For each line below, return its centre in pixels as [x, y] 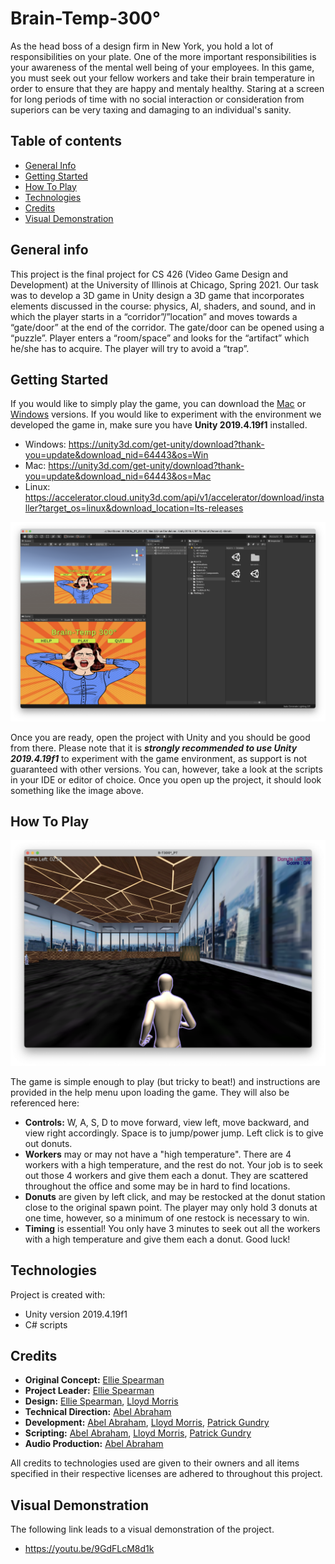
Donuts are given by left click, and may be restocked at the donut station [175, 1196]
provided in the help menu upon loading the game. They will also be [150, 1092]
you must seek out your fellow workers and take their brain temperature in [163, 78]
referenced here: [45, 1103]
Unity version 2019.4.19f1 [76, 1314]
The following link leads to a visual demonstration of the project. [142, 1529]
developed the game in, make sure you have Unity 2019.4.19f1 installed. [159, 425]
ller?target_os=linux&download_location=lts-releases [134, 508]
